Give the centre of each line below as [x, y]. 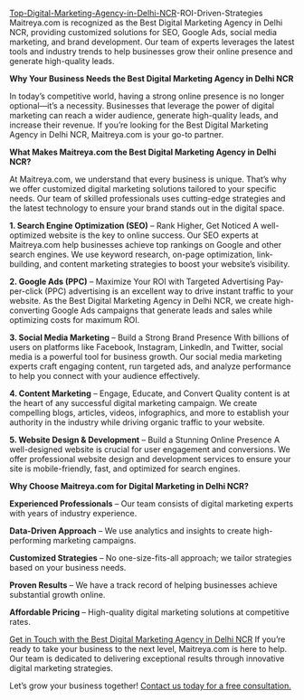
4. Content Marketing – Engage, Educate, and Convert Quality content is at [150, 393]
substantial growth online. [57, 595]
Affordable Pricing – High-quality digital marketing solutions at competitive [149, 612]
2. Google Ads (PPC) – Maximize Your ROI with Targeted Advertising [137, 281]
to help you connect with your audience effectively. [105, 376]
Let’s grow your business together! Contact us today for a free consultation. [150, 686]
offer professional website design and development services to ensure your [150, 459]
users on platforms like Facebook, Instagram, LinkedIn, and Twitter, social [146, 347]
